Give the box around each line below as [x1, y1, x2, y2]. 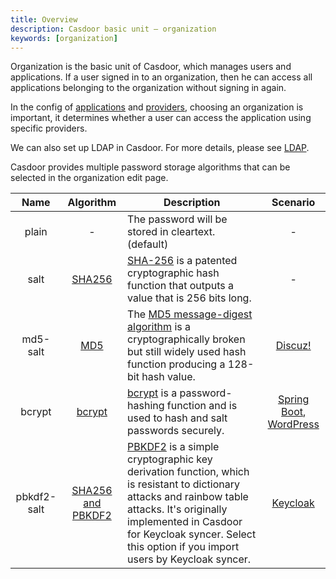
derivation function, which [127, 465, 250, 479]
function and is [166, 399, 238, 413]
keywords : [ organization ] [10, 33, 118, 43]
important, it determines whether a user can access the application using [10, 112, 312, 124]
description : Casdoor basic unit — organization [10, 24, 217, 34]
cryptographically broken [127, 332, 246, 346]
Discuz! [275, 339, 312, 353]
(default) [127, 237, 169, 251]
